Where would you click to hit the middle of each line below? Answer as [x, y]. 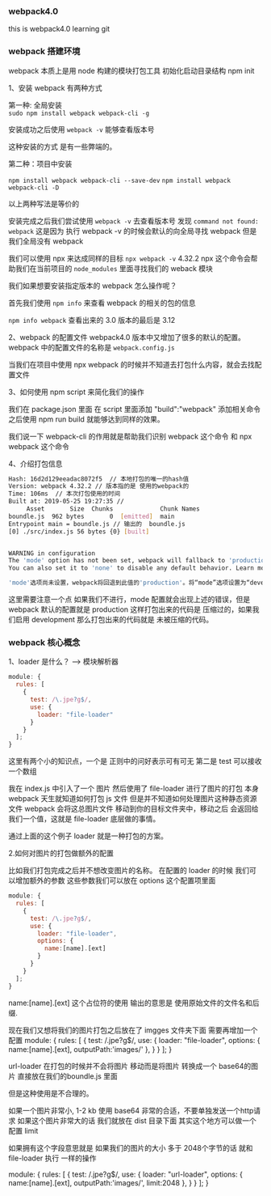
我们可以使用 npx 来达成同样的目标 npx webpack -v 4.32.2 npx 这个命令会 [130, 258]
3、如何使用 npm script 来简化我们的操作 [76, 392]
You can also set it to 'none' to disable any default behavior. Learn [131, 568]
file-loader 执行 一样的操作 [52, 1158]
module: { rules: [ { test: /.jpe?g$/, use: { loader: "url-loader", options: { [126, 1174]
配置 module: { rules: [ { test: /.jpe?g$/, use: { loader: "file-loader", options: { [134, 1040]
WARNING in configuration [52, 553]
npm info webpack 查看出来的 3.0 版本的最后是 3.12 [92, 320]
